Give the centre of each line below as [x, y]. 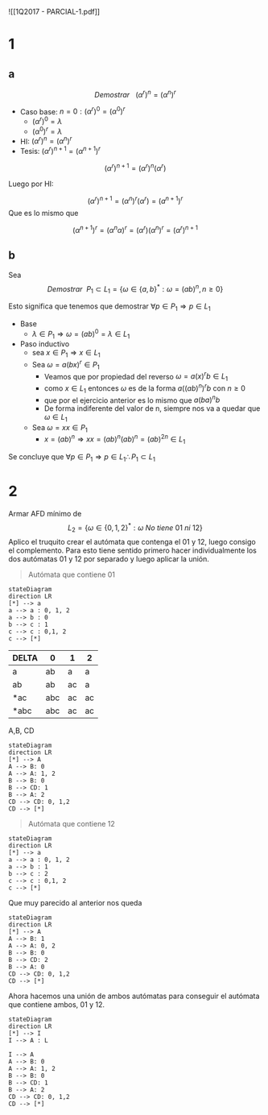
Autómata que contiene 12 [71, 824]
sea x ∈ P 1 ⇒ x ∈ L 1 [66, 354]
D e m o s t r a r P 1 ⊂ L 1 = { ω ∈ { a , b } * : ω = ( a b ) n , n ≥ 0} [135, 289]
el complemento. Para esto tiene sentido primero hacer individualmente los [133, 550]
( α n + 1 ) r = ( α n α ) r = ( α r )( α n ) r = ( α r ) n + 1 [135, 229]
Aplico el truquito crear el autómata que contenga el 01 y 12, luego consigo [132, 542]
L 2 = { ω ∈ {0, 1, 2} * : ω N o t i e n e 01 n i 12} [135, 528]
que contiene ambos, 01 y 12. [57, 1005]
